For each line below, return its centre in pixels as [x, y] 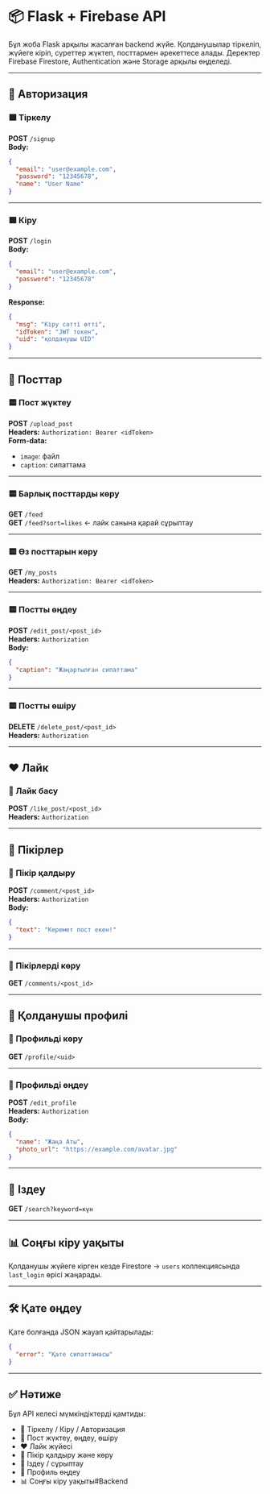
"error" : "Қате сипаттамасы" [64, 1354]
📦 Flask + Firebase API [87, 17]
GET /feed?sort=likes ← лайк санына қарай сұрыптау [101, 523]
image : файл [40, 456]
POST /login [30, 241]
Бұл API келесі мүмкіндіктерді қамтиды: [77, 1414]
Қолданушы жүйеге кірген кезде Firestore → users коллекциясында [124, 1266]
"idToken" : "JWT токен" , [57, 332]
